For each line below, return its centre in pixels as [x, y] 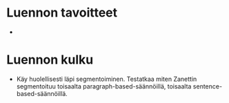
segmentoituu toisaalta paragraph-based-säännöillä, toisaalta [104, 86]
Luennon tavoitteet [62, 13]
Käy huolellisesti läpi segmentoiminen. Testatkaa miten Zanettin [107, 79]
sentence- [207, 86]
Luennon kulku [50, 60]
